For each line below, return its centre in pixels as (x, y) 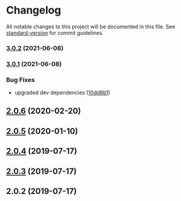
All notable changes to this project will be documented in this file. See (91, 27)
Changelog (34, 10)
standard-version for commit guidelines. (55, 32)
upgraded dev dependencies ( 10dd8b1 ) (62, 93)
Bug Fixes (21, 80)
